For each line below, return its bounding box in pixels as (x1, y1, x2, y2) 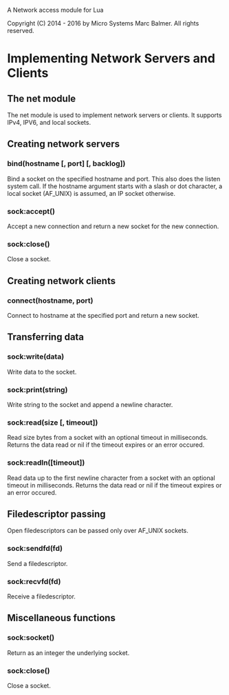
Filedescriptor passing (7, 508, 106, 520)
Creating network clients (7, 275, 116, 287)
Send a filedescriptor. (7, 559, 68, 567)
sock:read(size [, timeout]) (7, 417, 98, 427)
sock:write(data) (7, 352, 65, 361)
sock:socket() (7, 633, 55, 643)
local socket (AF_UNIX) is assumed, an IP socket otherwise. (7, 189, 176, 197)
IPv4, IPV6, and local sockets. (7, 119, 91, 126)
